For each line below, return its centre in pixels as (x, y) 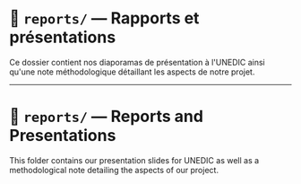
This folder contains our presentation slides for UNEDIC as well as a (134, 160)
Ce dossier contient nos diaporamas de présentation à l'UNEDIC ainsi (138, 62)
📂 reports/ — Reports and (107, 117)
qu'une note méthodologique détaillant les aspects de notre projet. (132, 72)
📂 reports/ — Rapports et (104, 18)
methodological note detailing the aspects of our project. (114, 170)
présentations (63, 37)
